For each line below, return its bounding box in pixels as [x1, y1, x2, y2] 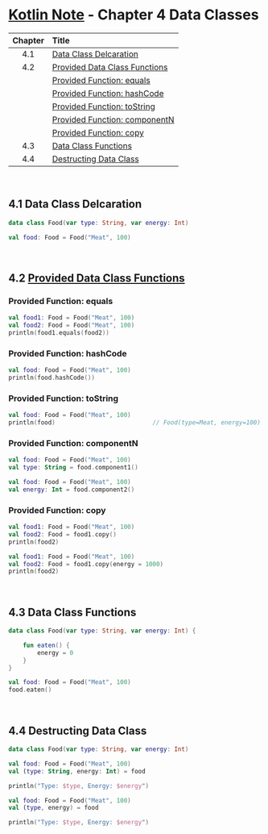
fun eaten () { [23, 641, 70, 649]
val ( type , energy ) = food [8, 804, 99, 812]
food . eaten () [8, 686, 52, 694]
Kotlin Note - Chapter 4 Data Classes [8, 6, 259, 24]
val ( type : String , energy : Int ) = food [8, 767, 146, 775]
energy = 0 [37, 648, 74, 657]
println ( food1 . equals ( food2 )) [8, 328, 110, 336]
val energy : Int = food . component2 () [8, 486, 135, 494]
